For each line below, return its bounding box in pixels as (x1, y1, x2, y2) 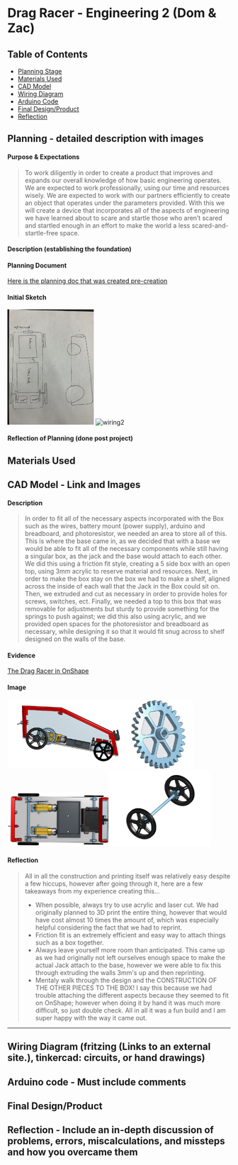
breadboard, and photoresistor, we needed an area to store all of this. (24, 530, 228, 538)
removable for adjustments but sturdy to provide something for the (24, 605, 220, 613)
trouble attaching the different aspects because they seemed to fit (35, 991, 229, 999)
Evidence (7, 651, 36, 659)
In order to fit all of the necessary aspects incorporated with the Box (24, 514, 225, 523)
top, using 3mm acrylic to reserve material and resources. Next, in (24, 567, 218, 576)
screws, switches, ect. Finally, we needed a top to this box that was (24, 597, 222, 606)
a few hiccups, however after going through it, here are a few (24, 879, 203, 888)
